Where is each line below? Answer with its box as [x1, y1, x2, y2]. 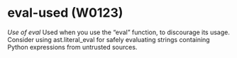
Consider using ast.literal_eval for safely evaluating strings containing [7, 35, 211, 43]
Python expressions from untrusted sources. [7, 43, 138, 51]
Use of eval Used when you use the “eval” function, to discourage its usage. [7, 28, 231, 36]
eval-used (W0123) [7, 5, 123, 21]
